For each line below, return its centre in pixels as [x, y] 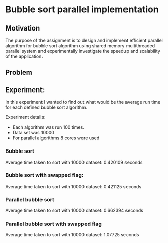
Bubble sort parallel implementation [82, 9]
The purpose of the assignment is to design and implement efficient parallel [84, 40]
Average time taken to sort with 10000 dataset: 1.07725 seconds [72, 235]
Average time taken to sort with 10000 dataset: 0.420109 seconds [74, 162]
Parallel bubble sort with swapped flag [54, 224]
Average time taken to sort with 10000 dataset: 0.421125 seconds [73, 186]
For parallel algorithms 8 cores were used [56, 138]
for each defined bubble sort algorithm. [46, 107]
